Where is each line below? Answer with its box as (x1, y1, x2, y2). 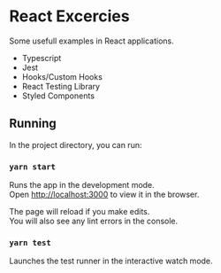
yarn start (9, 161, 56, 172)
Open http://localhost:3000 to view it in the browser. (9, 189, 200, 200)
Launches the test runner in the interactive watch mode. (9, 255, 214, 267)
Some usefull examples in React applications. (9, 35, 174, 46)
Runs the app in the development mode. (9, 180, 155, 191)
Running (9, 116, 57, 131)
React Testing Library (21, 81, 100, 91)
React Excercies (9, 6, 130, 27)
